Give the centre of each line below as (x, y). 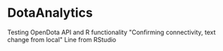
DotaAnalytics (50, 13)
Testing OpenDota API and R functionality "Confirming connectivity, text (111, 32)
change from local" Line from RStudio (62, 39)
